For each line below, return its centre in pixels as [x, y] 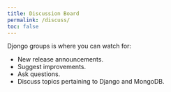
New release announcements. [60, 59]
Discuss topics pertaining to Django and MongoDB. [91, 82]
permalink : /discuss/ [39, 20]
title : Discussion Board [43, 13]
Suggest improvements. [52, 67]
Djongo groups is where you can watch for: [69, 46]
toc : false [23, 26]
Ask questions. [39, 74]
